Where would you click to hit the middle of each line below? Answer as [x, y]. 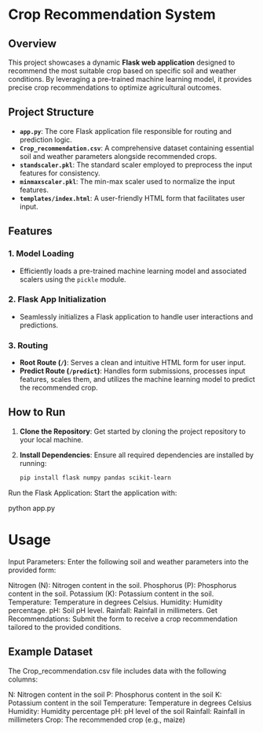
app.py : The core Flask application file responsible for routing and [125, 131]
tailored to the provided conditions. [65, 627]
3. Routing [28, 346]
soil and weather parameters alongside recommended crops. [118, 156]
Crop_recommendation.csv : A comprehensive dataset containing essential [137, 148]
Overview [33, 44]
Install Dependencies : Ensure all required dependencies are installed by [136, 455]
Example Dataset [50, 652]
